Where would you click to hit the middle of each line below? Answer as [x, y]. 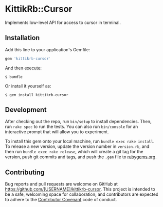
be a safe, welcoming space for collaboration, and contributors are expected [82, 194]
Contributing [25, 172]
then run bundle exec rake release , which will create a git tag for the [74, 152]
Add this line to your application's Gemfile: [47, 49]
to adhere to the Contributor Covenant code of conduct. [61, 200]
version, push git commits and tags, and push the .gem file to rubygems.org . [81, 157]
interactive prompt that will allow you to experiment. [57, 132]
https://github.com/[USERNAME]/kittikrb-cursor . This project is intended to [80, 189]
